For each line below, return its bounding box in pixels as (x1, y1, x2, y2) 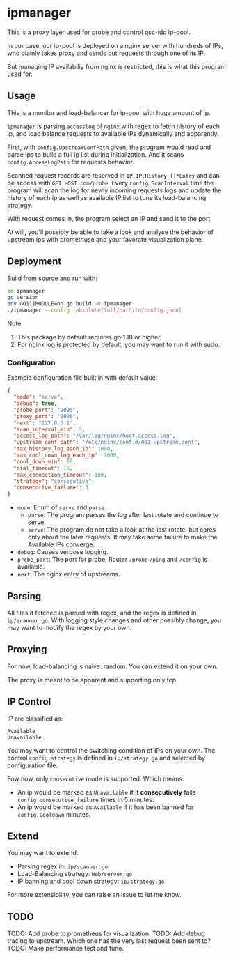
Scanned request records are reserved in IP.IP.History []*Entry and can (7, 171, 220, 179)
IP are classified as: (7, 714, 63, 723)
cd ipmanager (7, 287, 45, 294)
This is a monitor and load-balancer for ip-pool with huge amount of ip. (7, 108, 211, 116)
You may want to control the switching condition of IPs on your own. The (7, 746, 216, 754)
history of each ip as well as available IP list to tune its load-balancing (7, 193, 207, 201)
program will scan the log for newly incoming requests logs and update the (7, 186, 222, 194)
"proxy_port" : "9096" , (13, 413, 79, 420)
